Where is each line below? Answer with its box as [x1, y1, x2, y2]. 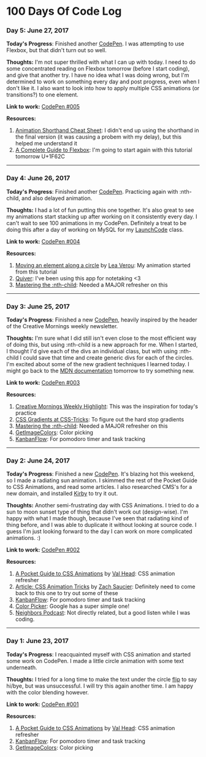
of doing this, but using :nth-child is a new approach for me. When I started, [6, 341, 198, 348]
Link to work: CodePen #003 [6, 379, 80, 386]
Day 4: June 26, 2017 [6, 174, 71, 182]
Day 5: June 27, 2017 [6, 26, 69, 35]
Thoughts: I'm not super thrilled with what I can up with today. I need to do [6, 58, 196, 66]
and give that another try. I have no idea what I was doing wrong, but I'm [6, 72, 189, 79]
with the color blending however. [6, 688, 89, 696]
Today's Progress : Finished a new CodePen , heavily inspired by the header [6, 316, 197, 323]
